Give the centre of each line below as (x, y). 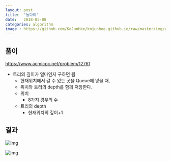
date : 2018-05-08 (26, 19)
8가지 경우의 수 (43, 100)
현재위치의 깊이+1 (45, 112)
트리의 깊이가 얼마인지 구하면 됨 (44, 74)
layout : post (19, 10)
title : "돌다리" (22, 15)
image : (13, 29)
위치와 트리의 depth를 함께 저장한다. (56, 87)
